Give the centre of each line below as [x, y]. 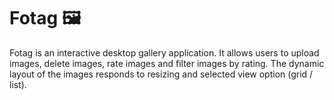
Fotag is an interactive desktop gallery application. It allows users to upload [164, 52]
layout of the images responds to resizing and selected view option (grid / [161, 74]
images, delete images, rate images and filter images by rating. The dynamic [167, 63]
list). [18, 84]
